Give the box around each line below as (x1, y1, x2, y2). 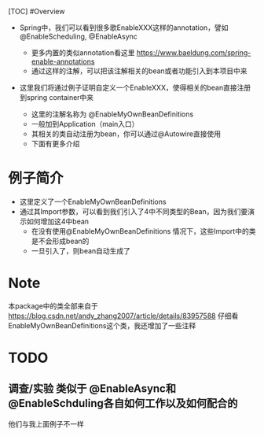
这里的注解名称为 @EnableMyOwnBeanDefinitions (31, 109, 194, 119)
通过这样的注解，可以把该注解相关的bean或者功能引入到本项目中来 (31, 66, 247, 76)
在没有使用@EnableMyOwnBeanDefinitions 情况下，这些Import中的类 (31, 226, 256, 235)
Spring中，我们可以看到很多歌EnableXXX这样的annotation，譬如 (19, 23, 229, 32)
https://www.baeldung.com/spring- (136, 48, 251, 57)
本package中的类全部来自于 (8, 301, 98, 310)
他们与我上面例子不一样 (8, 419, 84, 428)
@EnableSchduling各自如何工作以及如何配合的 (8, 397, 238, 410)
